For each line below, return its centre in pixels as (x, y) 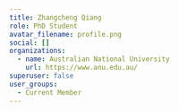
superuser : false (42, 76)
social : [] (30, 43)
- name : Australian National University (94, 59)
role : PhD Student (43, 26)
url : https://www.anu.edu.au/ (82, 68)
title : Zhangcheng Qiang (55, 17)
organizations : (38, 51)
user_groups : (34, 84)
